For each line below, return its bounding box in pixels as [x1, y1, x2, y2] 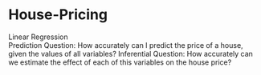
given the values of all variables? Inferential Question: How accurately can [8, 49, 253, 58]
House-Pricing [8, 6, 108, 24]
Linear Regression [8, 32, 68, 41]
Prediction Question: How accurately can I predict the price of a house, [8, 40, 243, 49]
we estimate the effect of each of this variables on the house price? [8, 57, 232, 67]
